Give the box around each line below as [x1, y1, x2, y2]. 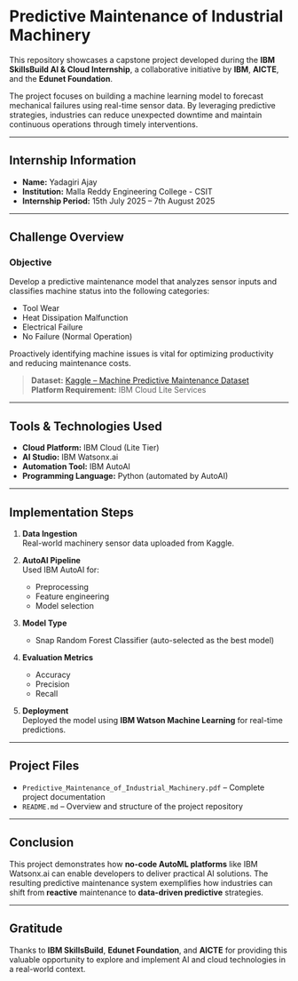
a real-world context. [9, 963, 86, 974]
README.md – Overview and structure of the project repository [21, 801, 244, 811]
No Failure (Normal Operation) [21, 331, 133, 342]
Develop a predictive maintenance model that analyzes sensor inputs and [9, 276, 278, 287]
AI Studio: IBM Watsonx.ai [21, 451, 119, 463]
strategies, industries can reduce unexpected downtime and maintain [9, 109, 263, 120]
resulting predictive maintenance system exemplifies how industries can [9, 877, 273, 888]
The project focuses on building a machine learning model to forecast [9, 91, 264, 101]
